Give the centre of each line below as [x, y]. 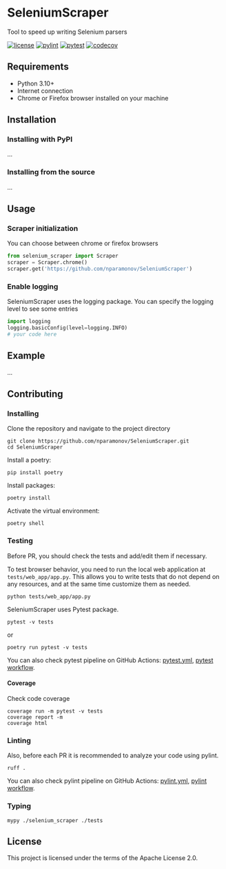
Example [26, 356]
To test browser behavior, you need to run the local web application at [106, 569]
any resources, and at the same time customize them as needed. [99, 584]
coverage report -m [35, 717]
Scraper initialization [43, 229]
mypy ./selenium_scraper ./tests [55, 820]
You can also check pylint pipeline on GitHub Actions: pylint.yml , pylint [107, 781]
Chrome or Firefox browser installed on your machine [93, 98]
